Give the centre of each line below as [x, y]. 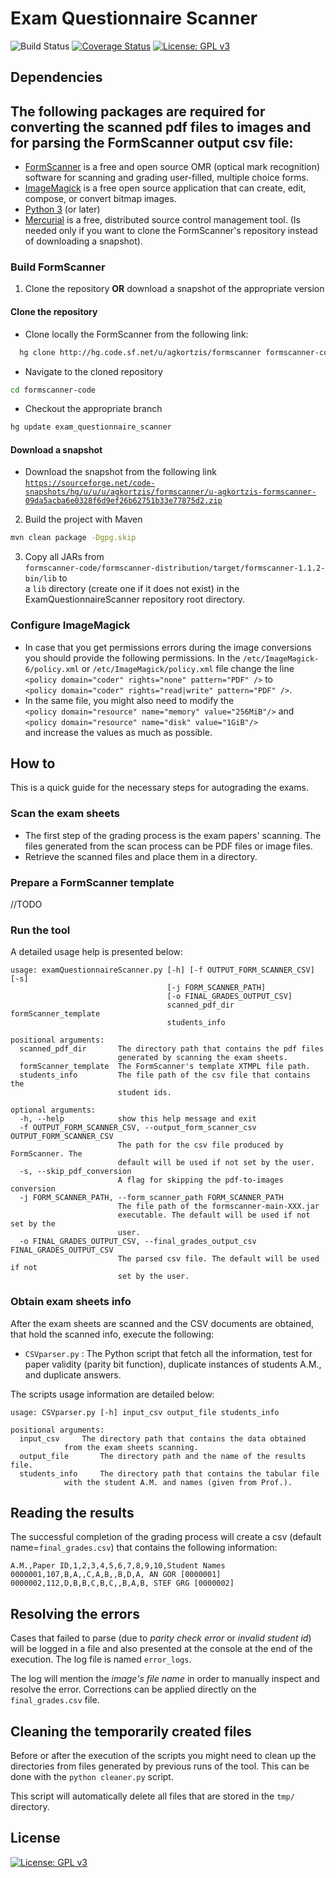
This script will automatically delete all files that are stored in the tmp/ [152, 1796]
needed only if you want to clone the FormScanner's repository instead [171, 231]
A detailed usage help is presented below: [97, 952]
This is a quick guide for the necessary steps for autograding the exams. [159, 788]
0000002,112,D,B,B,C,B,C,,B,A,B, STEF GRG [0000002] [122, 1583]
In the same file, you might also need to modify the [129, 700]
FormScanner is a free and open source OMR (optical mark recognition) [172, 167]
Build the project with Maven [83, 519]
